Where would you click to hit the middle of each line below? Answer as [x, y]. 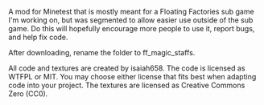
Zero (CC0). [28, 94]
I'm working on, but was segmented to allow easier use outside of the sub [131, 20]
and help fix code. [38, 37]
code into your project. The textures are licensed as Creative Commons [127, 85]
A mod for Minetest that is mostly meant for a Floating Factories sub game [132, 12]
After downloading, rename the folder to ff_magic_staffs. [102, 52]
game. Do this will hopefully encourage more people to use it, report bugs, [132, 28]
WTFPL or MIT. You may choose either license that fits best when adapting [132, 77]
